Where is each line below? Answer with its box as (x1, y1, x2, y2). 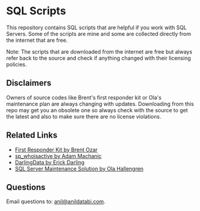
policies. (6, 61, 27, 68)
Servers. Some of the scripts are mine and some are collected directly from (6, 30, 191, 37)
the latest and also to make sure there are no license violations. (6, 113, 161, 120)
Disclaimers (6, 78, 52, 88)
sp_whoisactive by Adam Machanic (14, 152, 102, 159)
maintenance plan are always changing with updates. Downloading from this (6, 100, 194, 107)
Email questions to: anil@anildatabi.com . (6, 198, 106, 205)
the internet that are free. (6, 36, 68, 44)
